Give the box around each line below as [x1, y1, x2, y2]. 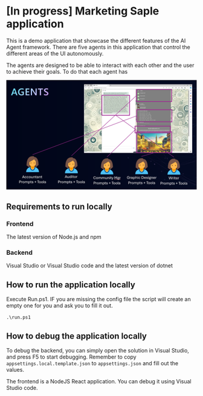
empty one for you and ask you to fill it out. [6, 302, 113, 309]
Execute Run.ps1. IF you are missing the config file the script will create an [6, 296, 192, 303]
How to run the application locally [6, 279, 136, 290]
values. [6, 366, 24, 373]
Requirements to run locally [6, 201, 113, 212]
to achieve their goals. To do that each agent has [6, 68, 128, 75]
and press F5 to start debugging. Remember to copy [6, 353, 137, 360]
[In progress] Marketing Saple [6, 4, 159, 18]
